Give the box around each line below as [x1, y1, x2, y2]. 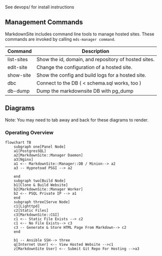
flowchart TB [5, 140, 31, 145]
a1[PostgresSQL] [14, 148, 47, 154]
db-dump [7, 87, 30, 94]
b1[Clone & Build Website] [14, 182, 68, 188]
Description [82, 48, 110, 54]
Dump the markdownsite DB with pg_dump [36, 87, 134, 94]
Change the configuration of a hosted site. [36, 64, 133, 70]
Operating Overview [5, 129, 54, 136]
